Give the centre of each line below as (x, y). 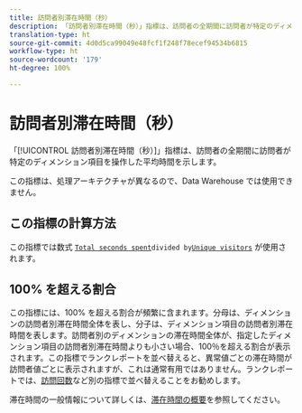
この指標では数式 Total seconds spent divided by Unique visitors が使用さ (148, 247)
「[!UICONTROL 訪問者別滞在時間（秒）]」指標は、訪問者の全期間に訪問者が (150, 150)
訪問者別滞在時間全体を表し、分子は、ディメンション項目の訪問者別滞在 (159, 324)
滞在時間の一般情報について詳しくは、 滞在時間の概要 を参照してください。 (147, 399)
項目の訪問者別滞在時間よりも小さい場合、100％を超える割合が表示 (165, 347)
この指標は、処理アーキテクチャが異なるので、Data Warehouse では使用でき (151, 181)
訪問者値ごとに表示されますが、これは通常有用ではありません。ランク (140, 369)
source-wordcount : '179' (56, 60)
